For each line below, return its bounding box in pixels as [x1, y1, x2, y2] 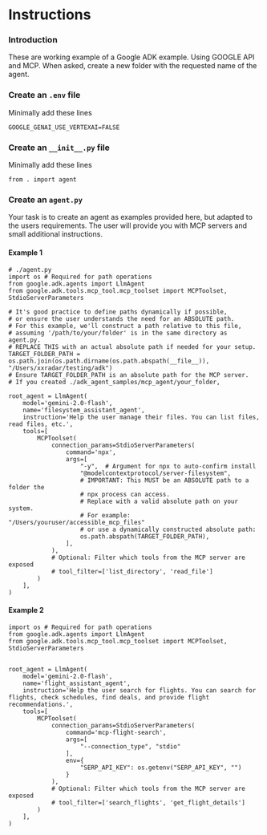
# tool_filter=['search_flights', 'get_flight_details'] [51, 798, 246, 807]
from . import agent [8, 176, 78, 184]
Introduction [8, 34, 58, 46]
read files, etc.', [8, 420, 74, 428]
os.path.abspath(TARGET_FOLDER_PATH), [79, 532, 210, 541]
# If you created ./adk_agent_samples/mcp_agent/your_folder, [8, 378, 220, 386]
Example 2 [8, 606, 44, 615]
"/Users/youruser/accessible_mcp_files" [8, 518, 146, 526]
